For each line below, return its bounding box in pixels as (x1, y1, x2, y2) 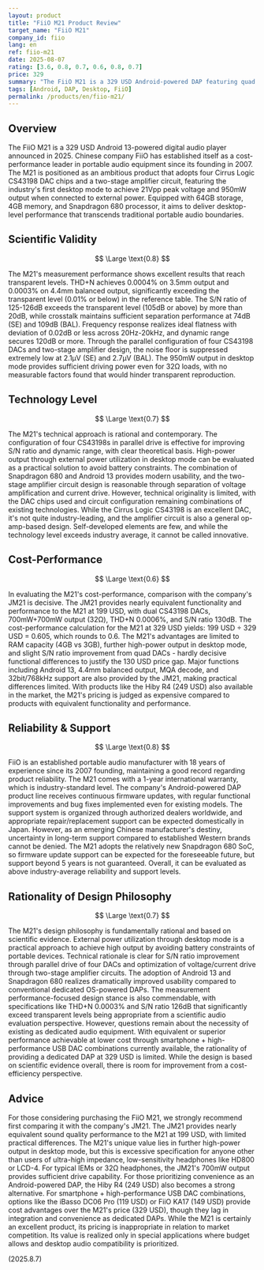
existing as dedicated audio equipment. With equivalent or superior (8, 1027, 226, 1037)
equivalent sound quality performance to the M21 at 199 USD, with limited (8, 1129, 247, 1139)
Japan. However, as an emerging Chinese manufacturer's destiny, (8, 825, 222, 834)
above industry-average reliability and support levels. (8, 867, 181, 876)
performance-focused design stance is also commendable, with (8, 993, 217, 1003)
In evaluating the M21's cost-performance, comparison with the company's (8, 589, 252, 599)
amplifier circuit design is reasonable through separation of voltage (28, 479, 247, 489)
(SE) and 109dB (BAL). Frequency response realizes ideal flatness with (8, 319, 237, 329)
